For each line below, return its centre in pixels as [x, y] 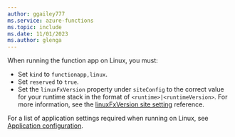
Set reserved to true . [48, 82]
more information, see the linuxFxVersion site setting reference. [111, 104]
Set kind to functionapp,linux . [63, 75]
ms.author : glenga [35, 40]
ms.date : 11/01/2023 [38, 34]
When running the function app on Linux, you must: [83, 60]
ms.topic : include [35, 27]
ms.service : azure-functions [51, 21]
